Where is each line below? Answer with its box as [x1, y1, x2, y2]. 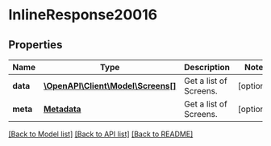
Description [184, 62, 230, 73]
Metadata [43, 103, 81, 115]
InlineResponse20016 [8, 6, 158, 24]
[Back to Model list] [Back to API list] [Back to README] [8, 129, 194, 139]
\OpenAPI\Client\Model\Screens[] [43, 81, 177, 91]
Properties [8, 38, 63, 52]
